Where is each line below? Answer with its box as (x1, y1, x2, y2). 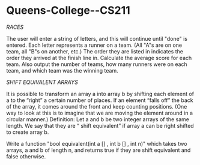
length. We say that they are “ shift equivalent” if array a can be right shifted (6, 122, 194, 129)
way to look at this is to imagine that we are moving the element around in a (6, 109, 193, 116)
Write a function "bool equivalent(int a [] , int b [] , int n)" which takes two (6, 140, 187, 147)
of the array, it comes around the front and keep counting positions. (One (6, 103, 187, 110)
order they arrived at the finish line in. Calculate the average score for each (6, 54, 192, 61)
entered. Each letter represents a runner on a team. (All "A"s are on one (6, 41, 183, 49)
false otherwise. (6, 152, 46, 160)
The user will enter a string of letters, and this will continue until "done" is (6, 35, 188, 42)
